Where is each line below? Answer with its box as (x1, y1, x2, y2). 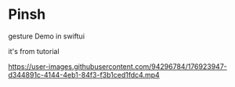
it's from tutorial (8, 46, 60, 56)
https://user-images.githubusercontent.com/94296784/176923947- (8, 61, 227, 71)
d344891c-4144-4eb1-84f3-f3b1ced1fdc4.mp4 (8, 70, 161, 79)
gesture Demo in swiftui (8, 31, 85, 41)
